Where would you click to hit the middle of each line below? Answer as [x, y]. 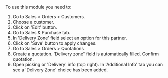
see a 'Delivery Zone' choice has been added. [60, 70]
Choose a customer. [33, 22]
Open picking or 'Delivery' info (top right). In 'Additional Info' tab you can [88, 65]
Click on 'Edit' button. [35, 27]
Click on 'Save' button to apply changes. [54, 43]
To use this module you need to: [38, 7]
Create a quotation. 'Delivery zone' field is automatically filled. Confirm [86, 54]
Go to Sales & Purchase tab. [41, 33]
